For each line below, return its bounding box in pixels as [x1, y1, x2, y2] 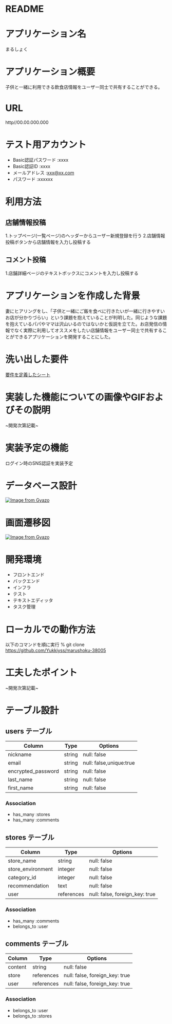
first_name [8, 784, 34, 791]
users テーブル [5, 727, 52, 735]
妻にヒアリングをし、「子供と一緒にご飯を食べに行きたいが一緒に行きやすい [5, 308, 165, 314]
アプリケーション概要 [5, 66, 95, 78]
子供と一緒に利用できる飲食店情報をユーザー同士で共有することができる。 [5, 84, 163, 90]
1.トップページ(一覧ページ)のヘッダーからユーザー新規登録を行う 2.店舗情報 [5, 232, 165, 239]
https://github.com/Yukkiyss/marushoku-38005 [5, 648, 106, 654]
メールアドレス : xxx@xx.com [12, 169, 74, 176]
